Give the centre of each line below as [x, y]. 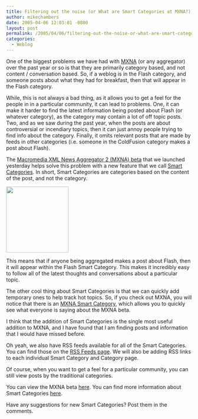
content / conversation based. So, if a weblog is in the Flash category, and [96, 74]
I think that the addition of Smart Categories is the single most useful [89, 321]
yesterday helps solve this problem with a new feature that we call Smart [94, 165]
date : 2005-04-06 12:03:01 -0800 [47, 22]
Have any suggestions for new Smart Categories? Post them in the [87, 404]
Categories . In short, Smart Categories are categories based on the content [98, 172]
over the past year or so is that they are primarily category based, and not [96, 67]
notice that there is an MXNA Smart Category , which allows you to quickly [96, 303]
